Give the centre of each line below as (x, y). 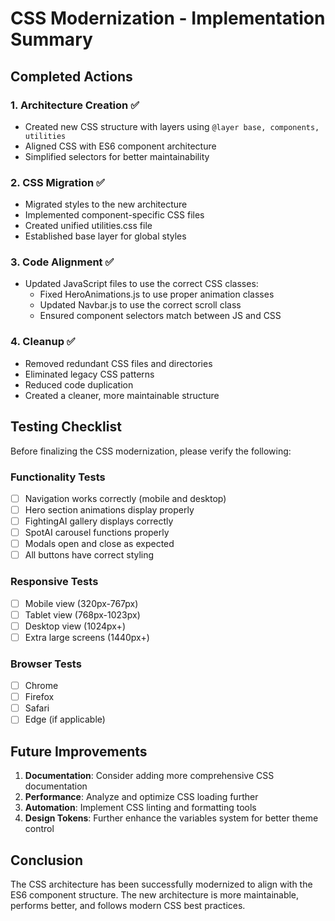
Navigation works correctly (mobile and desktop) (125, 498)
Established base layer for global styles (105, 236)
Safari (37, 708)
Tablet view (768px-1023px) (82, 614)
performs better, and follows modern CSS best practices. (128, 905)
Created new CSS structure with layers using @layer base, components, (172, 126)
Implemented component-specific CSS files (114, 215)
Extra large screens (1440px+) (87, 637)
